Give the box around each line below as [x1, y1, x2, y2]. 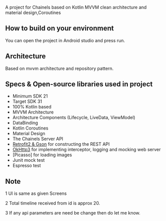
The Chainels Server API [12, 136, 64, 142]
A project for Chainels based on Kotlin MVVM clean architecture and [5, 5, 147, 10]
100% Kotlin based [12, 104, 52, 110]
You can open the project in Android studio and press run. [5, 37, 125, 43]
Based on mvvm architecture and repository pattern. [5, 65, 114, 71]
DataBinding [12, 120, 38, 126]
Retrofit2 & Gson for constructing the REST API [12, 141, 110, 147]
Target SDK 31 [12, 98, 42, 104]
